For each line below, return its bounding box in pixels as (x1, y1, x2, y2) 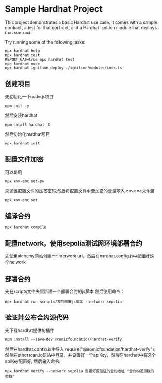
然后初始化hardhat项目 (5, 131, 50, 137)
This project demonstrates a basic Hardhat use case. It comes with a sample (5, 19, 158, 25)
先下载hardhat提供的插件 (5, 327, 55, 333)
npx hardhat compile (5, 225, 47, 230)
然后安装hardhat (5, 112, 38, 118)
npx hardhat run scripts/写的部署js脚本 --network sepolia (5, 299, 122, 304)
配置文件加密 (5, 155, 44, 163)
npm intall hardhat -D (5, 122, 51, 127)
